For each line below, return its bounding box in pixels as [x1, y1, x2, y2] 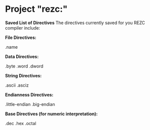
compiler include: [5, 25, 40, 31]
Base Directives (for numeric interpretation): [5, 111, 98, 117]
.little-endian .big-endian [5, 101, 55, 107]
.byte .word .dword [5, 63, 43, 69]
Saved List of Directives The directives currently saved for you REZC [5, 20, 145, 26]
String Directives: [5, 72, 42, 78]
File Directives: [5, 34, 37, 40]
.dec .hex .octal [5, 120, 36, 126]
